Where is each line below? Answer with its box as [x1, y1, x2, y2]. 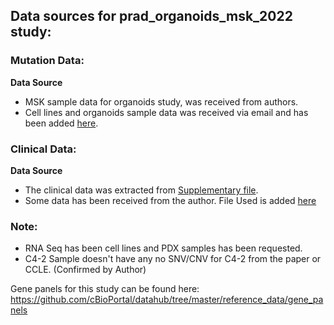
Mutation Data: [10, 54, 85, 68]
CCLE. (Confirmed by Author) [24, 264, 147, 276]
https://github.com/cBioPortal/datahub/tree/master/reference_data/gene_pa [10, 294, 324, 306]
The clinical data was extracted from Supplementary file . [24, 184, 259, 196]
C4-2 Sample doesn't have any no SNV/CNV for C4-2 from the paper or [24, 253, 322, 265]
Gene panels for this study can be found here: [10, 283, 200, 295]
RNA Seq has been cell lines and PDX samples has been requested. [24, 242, 303, 254]
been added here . [24, 117, 99, 129]
